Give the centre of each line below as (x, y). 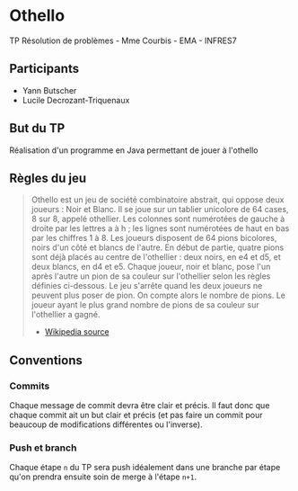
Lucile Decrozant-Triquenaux (76, 100)
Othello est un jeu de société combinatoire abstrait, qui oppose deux (158, 200)
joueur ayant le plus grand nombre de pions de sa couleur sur (145, 305)
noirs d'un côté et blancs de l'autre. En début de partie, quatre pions (158, 247)
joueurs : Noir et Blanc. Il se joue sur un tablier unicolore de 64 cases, (160, 210)
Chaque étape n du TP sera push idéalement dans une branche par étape (145, 468)
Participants (44, 69)
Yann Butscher (49, 90)
